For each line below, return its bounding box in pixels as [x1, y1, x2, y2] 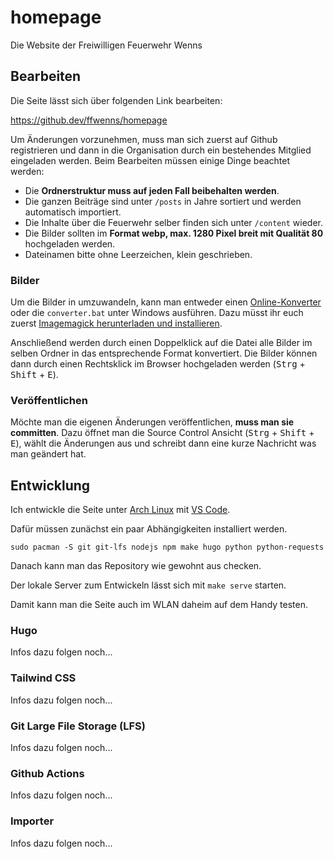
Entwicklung [10, 477, 91, 494]
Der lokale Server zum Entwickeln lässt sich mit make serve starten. [10, 579, 287, 591]
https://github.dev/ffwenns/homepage [10, 114, 168, 126]
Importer [10, 814, 55, 828]
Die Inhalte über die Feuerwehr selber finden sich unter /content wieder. [24, 216, 323, 228]
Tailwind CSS [10, 671, 77, 685]
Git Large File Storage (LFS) [10, 719, 146, 733]
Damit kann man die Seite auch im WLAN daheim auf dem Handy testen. [10, 599, 308, 611]
